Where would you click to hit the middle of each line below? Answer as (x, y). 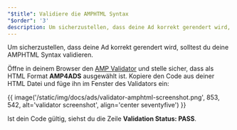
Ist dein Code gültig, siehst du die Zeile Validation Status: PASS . (102, 119)
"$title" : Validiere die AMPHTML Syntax (68, 14)
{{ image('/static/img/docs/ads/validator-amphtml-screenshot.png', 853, (114, 97)
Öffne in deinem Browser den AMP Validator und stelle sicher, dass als (111, 69)
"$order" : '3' (28, 21)
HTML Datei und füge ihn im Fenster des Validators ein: (88, 84)
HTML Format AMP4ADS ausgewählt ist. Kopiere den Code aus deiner (111, 76)
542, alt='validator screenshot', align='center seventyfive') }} (97, 105)
